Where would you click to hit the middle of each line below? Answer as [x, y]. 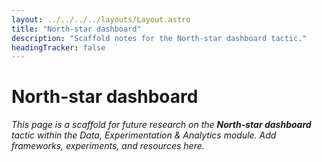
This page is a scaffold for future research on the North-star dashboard [161, 125]
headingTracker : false [58, 47]
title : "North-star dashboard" [76, 29]
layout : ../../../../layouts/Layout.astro [101, 19]
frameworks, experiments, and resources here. [108, 146]
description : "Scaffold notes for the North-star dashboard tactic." [159, 38]
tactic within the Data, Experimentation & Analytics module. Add [144, 135]
